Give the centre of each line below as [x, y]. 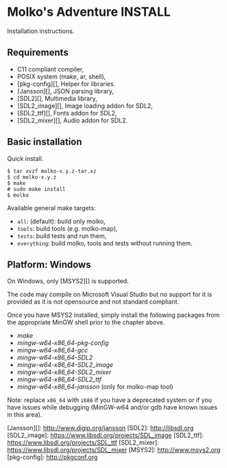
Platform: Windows [49, 264]
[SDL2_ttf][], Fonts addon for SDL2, [67, 113]
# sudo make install [37, 189]
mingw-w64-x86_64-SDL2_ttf [59, 379]
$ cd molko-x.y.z [32, 177]
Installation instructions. [41, 31]
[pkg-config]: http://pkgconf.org [52, 457]
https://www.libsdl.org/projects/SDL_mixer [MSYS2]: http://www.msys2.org [114, 450]
